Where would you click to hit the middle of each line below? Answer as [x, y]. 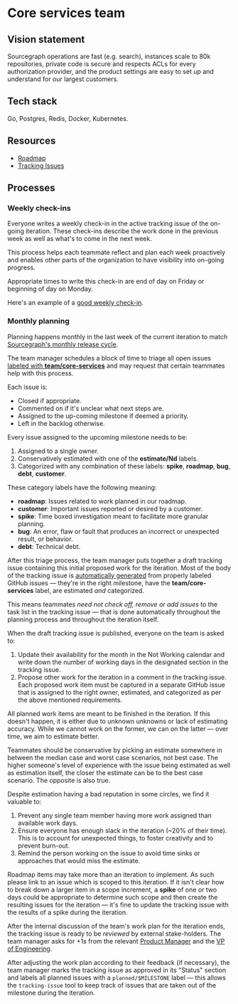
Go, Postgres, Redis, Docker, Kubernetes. [68, 118]
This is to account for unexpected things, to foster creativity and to [115, 838]
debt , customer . [42, 474]
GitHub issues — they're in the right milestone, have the [89, 583]
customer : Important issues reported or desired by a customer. [110, 508]
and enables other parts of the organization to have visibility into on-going [116, 260]
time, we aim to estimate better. [53, 736]
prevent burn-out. [44, 845]
